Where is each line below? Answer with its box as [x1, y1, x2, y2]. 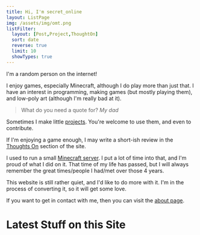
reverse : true [11, 43, 47, 49]
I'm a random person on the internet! [6, 70, 98, 77]
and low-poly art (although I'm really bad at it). [6, 95, 122, 102]
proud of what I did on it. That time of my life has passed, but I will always [6, 160, 189, 168]
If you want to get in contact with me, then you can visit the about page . [6, 196, 185, 204]
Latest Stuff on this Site [6, 218, 126, 231]
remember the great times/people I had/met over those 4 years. [6, 167, 164, 174]
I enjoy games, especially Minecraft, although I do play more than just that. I [6, 82, 194, 89]
